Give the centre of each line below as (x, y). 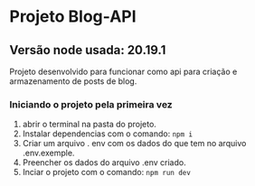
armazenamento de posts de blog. (73, 81)
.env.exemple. (48, 153)
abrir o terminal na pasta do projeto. (89, 125)
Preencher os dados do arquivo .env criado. (104, 163)
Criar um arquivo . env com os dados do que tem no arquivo (134, 144)
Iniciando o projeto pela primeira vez (91, 104)
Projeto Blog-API (73, 17)
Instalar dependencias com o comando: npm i (107, 134)
